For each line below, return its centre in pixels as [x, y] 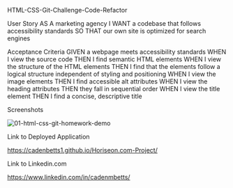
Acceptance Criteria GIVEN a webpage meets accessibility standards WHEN [117, 52]
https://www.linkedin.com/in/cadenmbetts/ [69, 177]
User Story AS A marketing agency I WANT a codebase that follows [104, 23]
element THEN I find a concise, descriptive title [75, 96]
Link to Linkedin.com [37, 164]
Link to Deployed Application [48, 136]
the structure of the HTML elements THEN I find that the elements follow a [114, 66]
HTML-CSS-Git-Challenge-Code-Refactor [67, 10]
